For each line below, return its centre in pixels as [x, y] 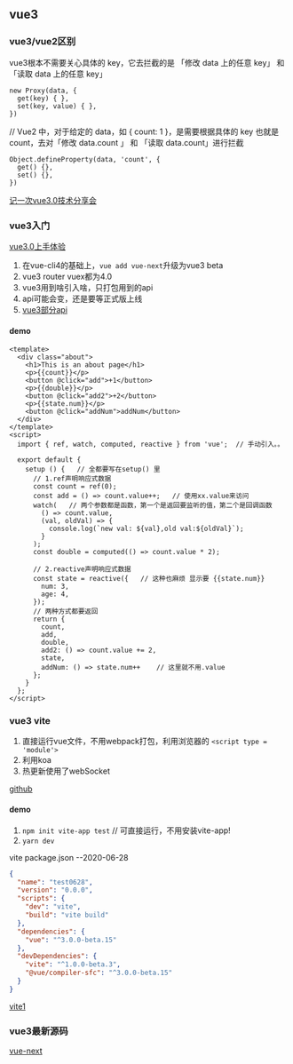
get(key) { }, [43, 98]
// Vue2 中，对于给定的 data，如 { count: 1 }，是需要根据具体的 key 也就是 [144, 131]
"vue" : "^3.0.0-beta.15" [71, 940]
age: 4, [55, 594]
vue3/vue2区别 [43, 42]
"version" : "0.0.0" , [55, 890]
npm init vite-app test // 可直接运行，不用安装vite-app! [126, 830]
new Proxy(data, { [43, 91]
